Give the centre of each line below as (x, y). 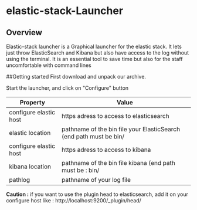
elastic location (30, 133)
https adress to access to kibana (106, 150)
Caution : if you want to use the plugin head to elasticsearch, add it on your (97, 194)
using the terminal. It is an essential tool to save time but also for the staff (94, 59)
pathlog (20, 180)
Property (33, 102)
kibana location (30, 167)
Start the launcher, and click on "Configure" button (67, 88)
